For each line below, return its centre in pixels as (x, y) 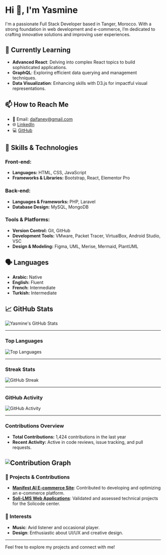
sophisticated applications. (40, 67)
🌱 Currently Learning (38, 50)
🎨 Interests (19, 517)
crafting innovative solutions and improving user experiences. (68, 34)
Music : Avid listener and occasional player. (56, 527)
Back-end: (18, 191)
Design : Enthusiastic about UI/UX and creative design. (68, 533)
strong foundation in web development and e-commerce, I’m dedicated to (80, 29)
